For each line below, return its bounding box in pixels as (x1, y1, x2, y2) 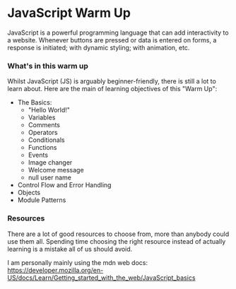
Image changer (28, 158, 73, 167)
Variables (28, 113, 56, 122)
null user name (28, 173, 72, 182)
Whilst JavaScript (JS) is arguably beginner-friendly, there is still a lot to (7, 77, 217, 85)
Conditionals (28, 136, 65, 144)
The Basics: (17, 98, 52, 107)
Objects (17, 189, 41, 197)
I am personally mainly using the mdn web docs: (7, 258, 148, 266)
